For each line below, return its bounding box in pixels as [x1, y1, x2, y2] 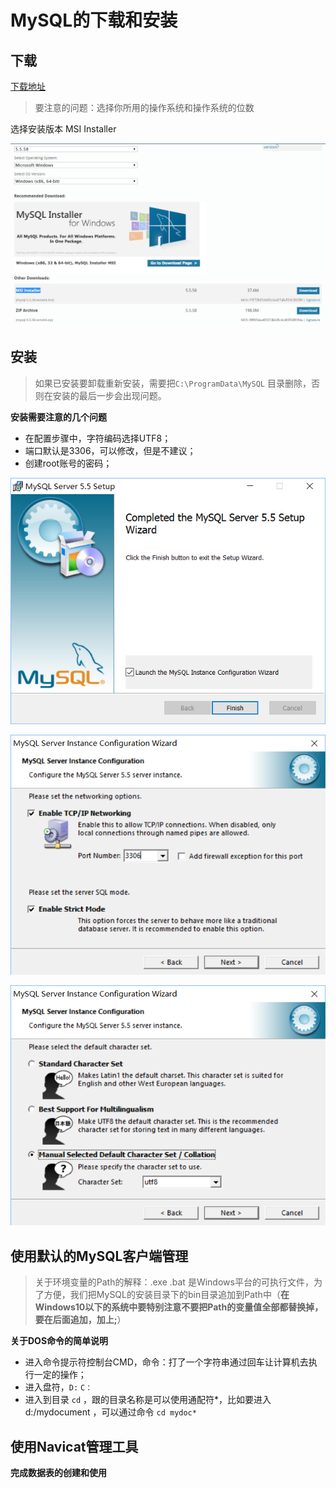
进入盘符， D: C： [24, 1381, 93, 1393]
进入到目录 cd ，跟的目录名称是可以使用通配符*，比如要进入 [24, 1394, 272, 1406]
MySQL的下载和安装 [10, 9, 178, 32]
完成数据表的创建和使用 [10, 1467, 107, 1479]
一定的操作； [33, 1369, 87, 1381]
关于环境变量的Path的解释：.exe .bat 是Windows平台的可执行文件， [34, 1276, 314, 1288]
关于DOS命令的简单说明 [10, 1335, 109, 1347]
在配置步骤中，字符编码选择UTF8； [24, 432, 172, 444]
